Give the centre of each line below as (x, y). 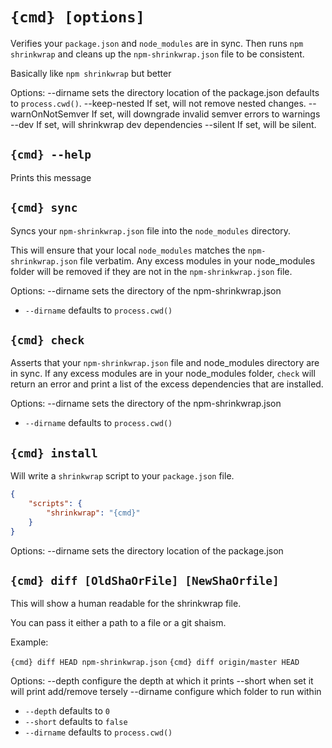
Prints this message (51, 177)
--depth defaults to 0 (67, 711)
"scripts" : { (55, 504)
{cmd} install (54, 453)
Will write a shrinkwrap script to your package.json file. (122, 476)
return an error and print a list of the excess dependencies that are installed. (167, 384)
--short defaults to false (76, 722)
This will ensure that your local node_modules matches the (128, 250)
